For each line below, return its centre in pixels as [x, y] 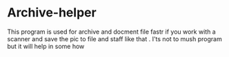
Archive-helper [52, 13]
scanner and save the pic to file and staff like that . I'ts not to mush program [114, 38]
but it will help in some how [46, 46]
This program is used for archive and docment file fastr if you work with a [111, 32]
